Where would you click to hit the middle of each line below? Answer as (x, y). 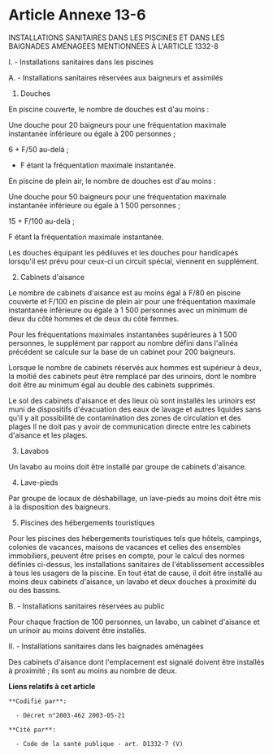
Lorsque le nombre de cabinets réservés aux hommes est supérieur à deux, (135, 367)
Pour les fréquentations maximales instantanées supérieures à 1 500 (123, 334)
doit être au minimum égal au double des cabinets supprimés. (112, 385)
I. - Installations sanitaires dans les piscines (81, 62)
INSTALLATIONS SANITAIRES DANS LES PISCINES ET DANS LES (117, 37)
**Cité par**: (32, 730)
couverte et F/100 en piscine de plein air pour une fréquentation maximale (132, 301)
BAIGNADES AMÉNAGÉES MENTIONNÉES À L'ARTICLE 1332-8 (114, 46)
